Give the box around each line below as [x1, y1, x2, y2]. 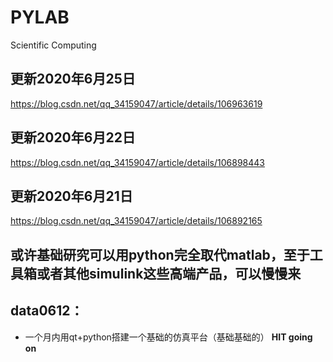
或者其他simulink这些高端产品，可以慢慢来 [36, 265, 302, 282]
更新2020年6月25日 [10, 71, 136, 88]
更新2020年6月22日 [10, 129, 136, 146]
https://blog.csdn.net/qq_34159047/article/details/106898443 [10, 156, 265, 168]
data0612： [10, 302, 84, 320]
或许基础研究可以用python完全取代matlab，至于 [10, 246, 310, 263]
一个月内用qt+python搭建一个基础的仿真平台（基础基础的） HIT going [24, 331, 313, 343]
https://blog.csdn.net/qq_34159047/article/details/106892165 [10, 215, 263, 227]
